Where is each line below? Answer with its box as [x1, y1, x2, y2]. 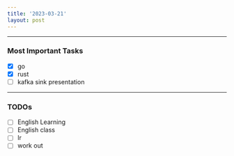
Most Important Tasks [7, 46, 84, 56]
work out [17, 141, 43, 150]
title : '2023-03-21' [7, 10, 68, 17]
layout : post [7, 17, 45, 24]
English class [17, 126, 56, 134]
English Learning [17, 118, 66, 126]
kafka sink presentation [17, 77, 85, 86]
